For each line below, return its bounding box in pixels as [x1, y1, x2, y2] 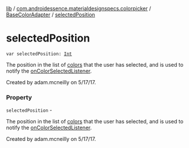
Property [6, 93, 32, 101]
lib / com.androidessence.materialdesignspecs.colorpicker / [6, 5, 151, 12]
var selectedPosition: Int [6, 51, 72, 57]
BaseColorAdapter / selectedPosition [6, 11, 96, 18]
